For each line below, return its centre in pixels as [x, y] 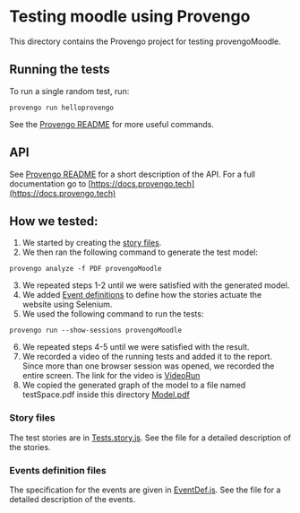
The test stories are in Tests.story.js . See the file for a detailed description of [150, 438]
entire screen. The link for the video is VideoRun [111, 376]
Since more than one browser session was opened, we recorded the [148, 366]
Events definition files [58, 470]
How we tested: [54, 221]
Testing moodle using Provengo [130, 17]
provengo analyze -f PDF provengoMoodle [86, 269]
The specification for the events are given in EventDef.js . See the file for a [145, 490]
